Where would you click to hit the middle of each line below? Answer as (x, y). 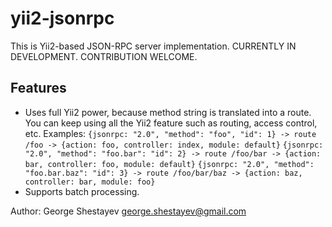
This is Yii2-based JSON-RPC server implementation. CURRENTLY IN (153, 46)
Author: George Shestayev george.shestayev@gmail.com (128, 211)
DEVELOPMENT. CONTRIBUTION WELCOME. (104, 56)
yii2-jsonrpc (62, 18)
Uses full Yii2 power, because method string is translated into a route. (168, 112)
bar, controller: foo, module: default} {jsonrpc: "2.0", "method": (169, 164)
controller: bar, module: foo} (90, 182)
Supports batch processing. (82, 191)
